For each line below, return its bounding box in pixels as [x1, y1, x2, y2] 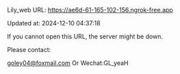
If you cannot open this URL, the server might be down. [7, 32, 163, 40]
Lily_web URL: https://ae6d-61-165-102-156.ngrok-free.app [7, 6, 173, 14]
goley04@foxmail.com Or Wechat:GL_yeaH [7, 59, 129, 67]
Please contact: [7, 46, 51, 53]
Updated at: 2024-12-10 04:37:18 [7, 19, 101, 27]
